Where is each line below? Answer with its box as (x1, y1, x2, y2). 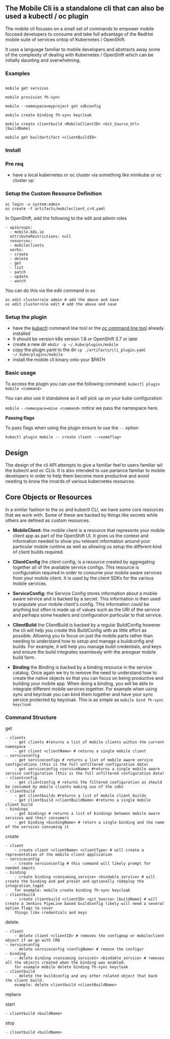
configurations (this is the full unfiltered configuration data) (5, 762, 149, 767)
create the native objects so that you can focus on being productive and (12, 675, 163, 681)
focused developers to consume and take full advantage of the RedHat (5, 31, 153, 37)
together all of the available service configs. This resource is (12, 564, 140, 570)
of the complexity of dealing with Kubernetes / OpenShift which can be (5, 51, 154, 58)
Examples (5, 70, 30, 77)
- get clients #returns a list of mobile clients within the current (14, 740, 165, 745)
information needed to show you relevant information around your (12, 538, 151, 544)
